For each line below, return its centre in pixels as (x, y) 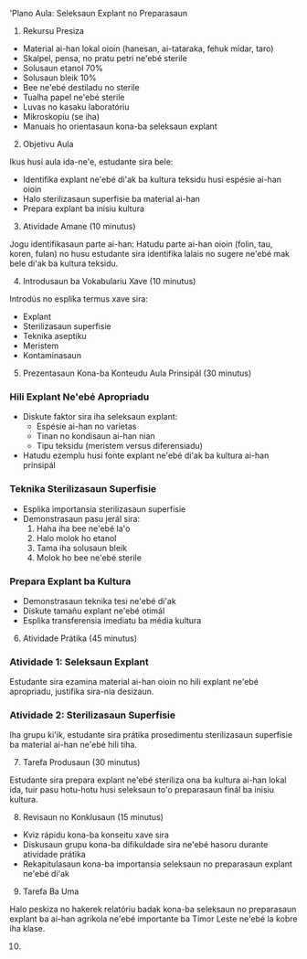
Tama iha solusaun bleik (82, 548)
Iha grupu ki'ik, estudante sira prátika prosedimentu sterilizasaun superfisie (151, 735)
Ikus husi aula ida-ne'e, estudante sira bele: (91, 162)
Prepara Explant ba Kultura (70, 581)
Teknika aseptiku (54, 336)
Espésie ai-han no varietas (86, 426)
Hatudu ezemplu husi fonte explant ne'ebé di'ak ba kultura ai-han (146, 455)
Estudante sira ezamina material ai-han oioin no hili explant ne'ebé (134, 682)
